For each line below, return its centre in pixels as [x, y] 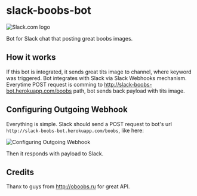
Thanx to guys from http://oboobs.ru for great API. [68, 186]
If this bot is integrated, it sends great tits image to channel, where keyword [99, 72]
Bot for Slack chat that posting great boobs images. [70, 38]
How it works [31, 57]
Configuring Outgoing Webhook [67, 110]
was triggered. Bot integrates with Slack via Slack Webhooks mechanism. [96, 78]
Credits [20, 172]
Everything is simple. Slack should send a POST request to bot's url [89, 124]
